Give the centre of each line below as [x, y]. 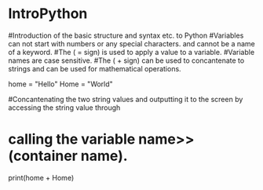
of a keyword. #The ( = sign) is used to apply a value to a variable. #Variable [131, 52]
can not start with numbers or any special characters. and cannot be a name [131, 43]
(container [43, 156]
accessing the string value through [64, 108]
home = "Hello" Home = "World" [61, 84]
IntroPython [48, 14]
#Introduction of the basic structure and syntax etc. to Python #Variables [126, 35]
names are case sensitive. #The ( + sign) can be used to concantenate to [126, 60]
